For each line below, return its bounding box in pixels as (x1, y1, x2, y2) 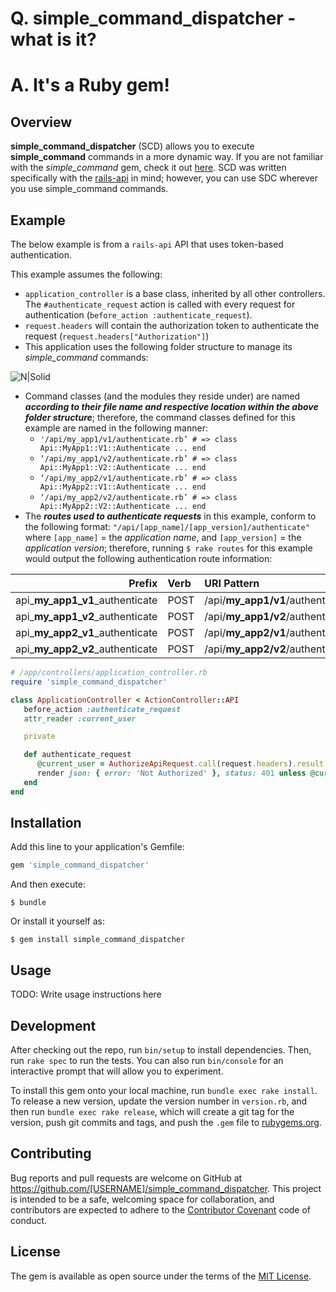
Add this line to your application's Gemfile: (10, 841, 185, 853)
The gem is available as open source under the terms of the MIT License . (10, 1270, 312, 1282)
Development (10, 1017, 97, 1034)
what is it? (10, 28, 97, 51)
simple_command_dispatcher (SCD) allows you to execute (10, 140, 255, 152)
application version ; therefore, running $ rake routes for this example (24, 542, 313, 554)
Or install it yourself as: (10, 915, 105, 927)
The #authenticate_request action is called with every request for (24, 298, 296, 310)
